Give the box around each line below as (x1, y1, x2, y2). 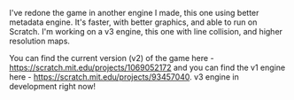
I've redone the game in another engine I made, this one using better (9, 8, 259, 18)
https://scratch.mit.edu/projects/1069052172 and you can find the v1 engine (9, 62, 286, 73)
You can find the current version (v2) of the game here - (9, 53, 214, 63)
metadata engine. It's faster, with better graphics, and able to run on (9, 17, 258, 27)
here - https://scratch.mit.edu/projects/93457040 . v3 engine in (9, 72, 239, 82)
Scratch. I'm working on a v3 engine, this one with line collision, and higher (9, 27, 283, 36)
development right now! (9, 81, 96, 91)
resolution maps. (9, 35, 71, 46)
